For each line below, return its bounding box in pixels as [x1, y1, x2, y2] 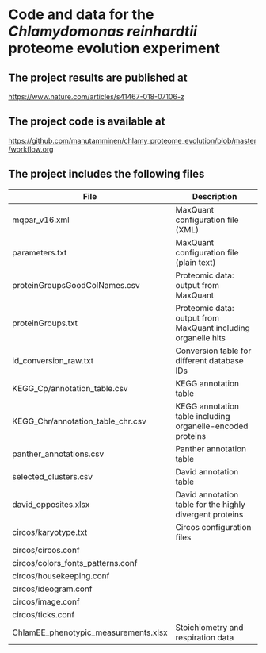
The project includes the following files [8, 167, 205, 181]
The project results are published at [8, 71, 188, 84]
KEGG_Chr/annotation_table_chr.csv [12, 415, 146, 426]
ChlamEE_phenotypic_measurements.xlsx [12, 627, 168, 638]
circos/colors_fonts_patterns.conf [12, 557, 138, 568]
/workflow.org [8, 144, 54, 154]
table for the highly [175, 498, 245, 509]
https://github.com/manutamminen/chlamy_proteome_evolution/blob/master [8, 136, 257, 145]
